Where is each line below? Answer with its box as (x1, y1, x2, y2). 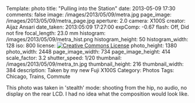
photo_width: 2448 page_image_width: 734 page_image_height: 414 (6, 48, 171, 55)
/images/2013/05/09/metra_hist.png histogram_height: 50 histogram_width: (6, 36, 189, 42)
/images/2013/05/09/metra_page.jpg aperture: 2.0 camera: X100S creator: (6, 17, 186, 24)
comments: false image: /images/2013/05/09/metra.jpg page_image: (6, 11, 172, 18)
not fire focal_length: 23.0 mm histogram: (6, 30, 106, 37)
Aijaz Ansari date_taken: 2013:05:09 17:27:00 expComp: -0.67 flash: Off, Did (6, 23, 189, 30)
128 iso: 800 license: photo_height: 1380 (6, 42, 177, 49)
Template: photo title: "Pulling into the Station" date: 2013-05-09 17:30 (6, 5, 176, 12)
